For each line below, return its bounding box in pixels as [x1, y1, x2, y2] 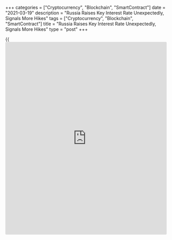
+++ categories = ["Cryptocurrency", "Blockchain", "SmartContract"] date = [5, 5, 166, 10]
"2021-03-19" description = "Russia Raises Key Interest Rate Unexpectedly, [5, 10, 164, 16]
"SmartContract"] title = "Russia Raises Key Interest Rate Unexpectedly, [5, 21, 157, 27]
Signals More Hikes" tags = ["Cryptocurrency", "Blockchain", [5, 15, 134, 21]
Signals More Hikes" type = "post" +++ [5, 26, 88, 32]
